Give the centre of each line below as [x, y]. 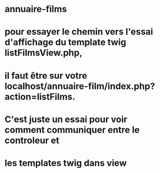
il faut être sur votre [46, 76]
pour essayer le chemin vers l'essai [79, 32]
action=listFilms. [40, 96]
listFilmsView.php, [44, 53]
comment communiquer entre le [72, 130]
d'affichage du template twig [66, 42]
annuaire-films [36, 9]
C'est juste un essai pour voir [66, 119]
